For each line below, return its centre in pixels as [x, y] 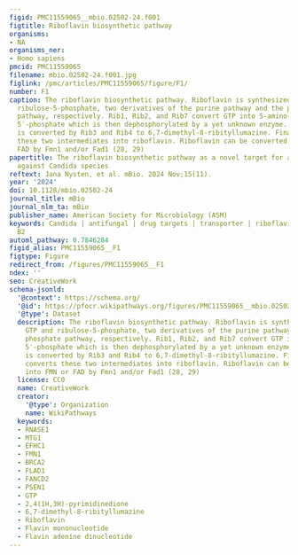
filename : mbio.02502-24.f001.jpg [73, 75]
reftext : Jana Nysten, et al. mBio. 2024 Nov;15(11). [111, 174]
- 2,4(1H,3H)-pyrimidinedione [73, 504]
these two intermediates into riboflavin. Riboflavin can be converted [153, 141]
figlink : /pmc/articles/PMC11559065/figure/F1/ [99, 83]
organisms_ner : [37, 51]
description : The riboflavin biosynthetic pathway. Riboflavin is [142, 323]
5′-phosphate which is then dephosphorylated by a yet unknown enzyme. [153, 125]
